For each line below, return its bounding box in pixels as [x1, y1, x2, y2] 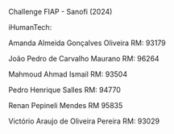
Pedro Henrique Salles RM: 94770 [8, 85, 121, 94]
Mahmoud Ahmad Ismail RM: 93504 [8, 69, 127, 79]
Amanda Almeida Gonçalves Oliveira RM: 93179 [8, 38, 167, 48]
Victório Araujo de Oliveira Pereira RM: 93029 [8, 116, 159, 126]
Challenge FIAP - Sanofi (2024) [8, 7, 113, 16]
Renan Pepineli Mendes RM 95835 [8, 101, 123, 110]
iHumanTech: [8, 23, 52, 31]
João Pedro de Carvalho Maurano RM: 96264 [8, 54, 159, 63]
